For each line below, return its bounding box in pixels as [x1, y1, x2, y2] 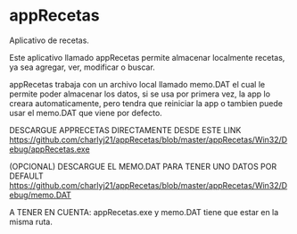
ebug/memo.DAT [9, 189, 71, 200]
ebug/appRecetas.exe [9, 144, 91, 155]
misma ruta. [9, 216, 54, 227]
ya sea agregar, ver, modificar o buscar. [9, 62, 156, 72]
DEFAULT [9, 171, 44, 181]
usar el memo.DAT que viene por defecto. [9, 107, 162, 118]
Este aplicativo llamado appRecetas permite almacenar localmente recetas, [9, 52, 285, 63]
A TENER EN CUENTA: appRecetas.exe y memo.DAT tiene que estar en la [9, 206, 279, 217]
